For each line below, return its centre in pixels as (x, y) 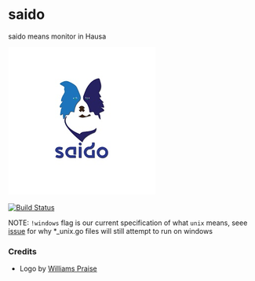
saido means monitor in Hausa (57, 36)
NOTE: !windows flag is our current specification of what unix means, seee (128, 223)
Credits (22, 251)
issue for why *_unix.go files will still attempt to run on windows (111, 231)
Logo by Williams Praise (58, 268)
